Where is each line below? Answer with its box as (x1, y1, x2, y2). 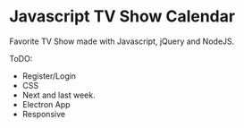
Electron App (21, 98, 71, 109)
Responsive (21, 108, 65, 119)
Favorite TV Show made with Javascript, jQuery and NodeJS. (9, 36, 235, 47)
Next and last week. (21, 90, 96, 100)
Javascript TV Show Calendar (9, 6, 235, 27)
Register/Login (21, 70, 77, 81)
